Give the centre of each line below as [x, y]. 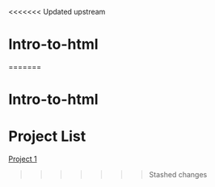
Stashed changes [178, 175]
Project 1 [23, 159]
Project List [47, 136]
